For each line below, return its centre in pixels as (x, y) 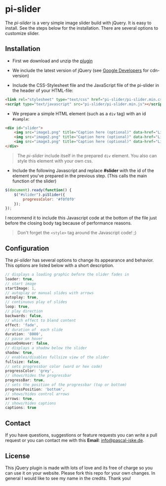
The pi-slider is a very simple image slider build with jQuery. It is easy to (78, 23)
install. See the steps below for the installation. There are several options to (82, 28)
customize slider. (22, 33)
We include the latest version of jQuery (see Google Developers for (81, 70)
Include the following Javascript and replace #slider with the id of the (83, 170)
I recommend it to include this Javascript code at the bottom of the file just (81, 218)
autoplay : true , (22, 298)
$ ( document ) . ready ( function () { (38, 190)
